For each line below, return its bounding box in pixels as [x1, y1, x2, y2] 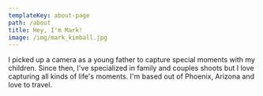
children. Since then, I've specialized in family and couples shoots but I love [8, 64, 254, 73]
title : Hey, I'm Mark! [8, 26, 83, 34]
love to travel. [8, 80, 53, 90]
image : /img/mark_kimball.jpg [8, 33, 108, 42]
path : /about [8, 19, 51, 27]
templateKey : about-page [8, 11, 90, 20]
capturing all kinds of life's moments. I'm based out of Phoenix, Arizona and [8, 72, 255, 81]
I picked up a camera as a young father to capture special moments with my [8, 55, 255, 65]
